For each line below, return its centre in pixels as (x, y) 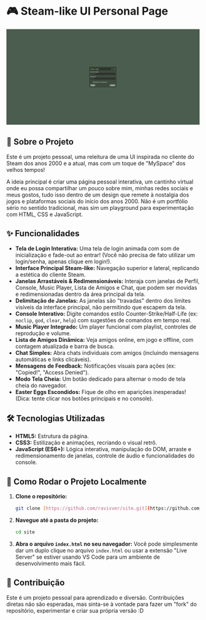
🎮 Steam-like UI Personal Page (87, 11)
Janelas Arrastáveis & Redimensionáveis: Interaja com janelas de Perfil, (107, 281)
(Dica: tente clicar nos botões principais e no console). (84, 398)
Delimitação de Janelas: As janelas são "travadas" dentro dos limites (103, 300)
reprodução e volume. (43, 333)
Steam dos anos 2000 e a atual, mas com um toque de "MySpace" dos (96, 163)
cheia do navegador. (41, 385)
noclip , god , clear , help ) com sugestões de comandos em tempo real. (103, 320)
